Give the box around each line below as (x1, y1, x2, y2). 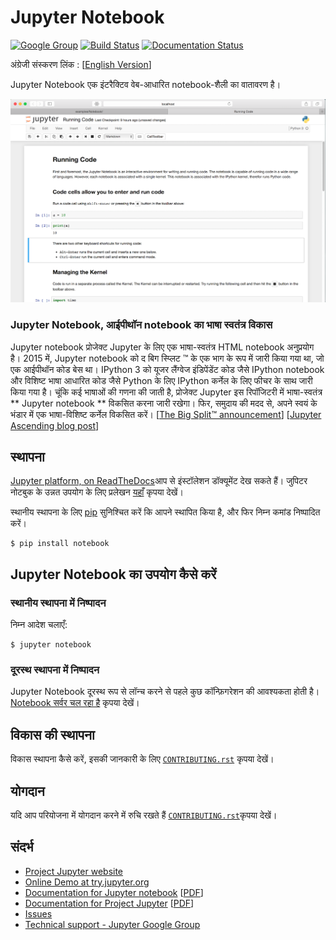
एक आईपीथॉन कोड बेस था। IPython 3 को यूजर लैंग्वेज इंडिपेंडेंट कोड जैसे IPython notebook (10, 363, 325, 375)
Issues (24, 907, 53, 920)
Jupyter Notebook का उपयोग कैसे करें (10, 566, 217, 583)
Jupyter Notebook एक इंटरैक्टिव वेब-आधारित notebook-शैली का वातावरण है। (10, 78, 282, 90)
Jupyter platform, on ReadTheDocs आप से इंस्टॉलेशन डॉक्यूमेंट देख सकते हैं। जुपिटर (10, 475, 308, 487)
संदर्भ (10, 839, 34, 856)
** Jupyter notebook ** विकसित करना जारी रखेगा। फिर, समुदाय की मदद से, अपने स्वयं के (10, 397, 318, 409)
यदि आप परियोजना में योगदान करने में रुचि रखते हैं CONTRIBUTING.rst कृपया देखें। (10, 809, 278, 821)
